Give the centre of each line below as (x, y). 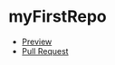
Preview (37, 42)
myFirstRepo (57, 17)
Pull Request (45, 51)
